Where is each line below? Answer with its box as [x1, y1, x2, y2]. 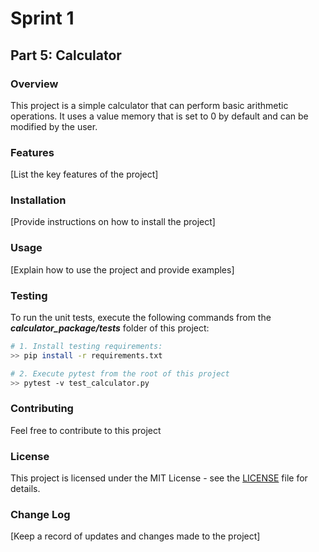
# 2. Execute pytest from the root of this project [10, 368, 230, 379]
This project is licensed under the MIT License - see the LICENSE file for [10, 472, 308, 484]
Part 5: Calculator [10, 47, 122, 64]
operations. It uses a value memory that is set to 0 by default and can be [10, 110, 309, 122]
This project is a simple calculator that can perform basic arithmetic [10, 99, 289, 111]
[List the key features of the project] [10, 168, 159, 181]
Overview [10, 77, 59, 91]
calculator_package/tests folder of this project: [10, 322, 210, 334]
